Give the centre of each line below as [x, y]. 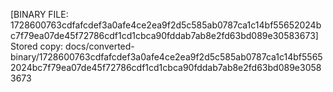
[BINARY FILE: [39, 14]
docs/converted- [100, 46]
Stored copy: [37, 46]
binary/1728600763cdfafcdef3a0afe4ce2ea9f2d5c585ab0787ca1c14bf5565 [166, 57]
